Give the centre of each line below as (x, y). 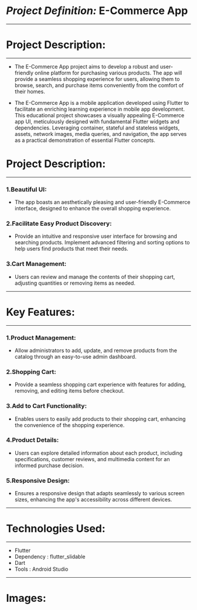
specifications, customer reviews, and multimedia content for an (92, 459)
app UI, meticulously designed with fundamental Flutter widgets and (97, 121)
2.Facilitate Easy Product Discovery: (59, 224)
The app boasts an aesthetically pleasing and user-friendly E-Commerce (102, 202)
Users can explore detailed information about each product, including (98, 453)
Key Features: (40, 312)
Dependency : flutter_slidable (50, 557)
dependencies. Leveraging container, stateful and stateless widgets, (97, 128)
